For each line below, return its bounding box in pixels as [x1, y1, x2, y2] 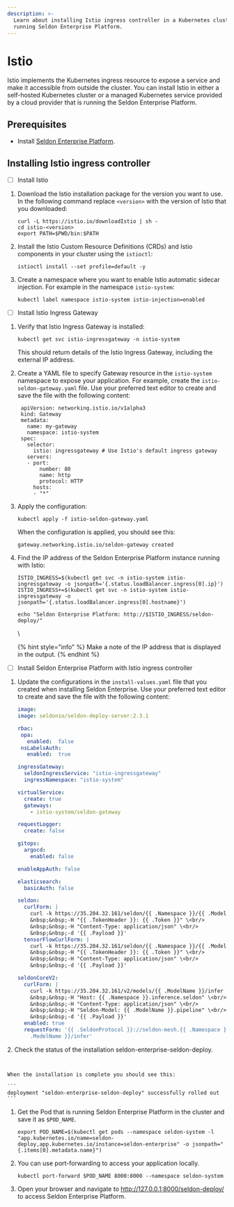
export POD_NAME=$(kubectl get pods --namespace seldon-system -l [17, 1128, 214, 1135]
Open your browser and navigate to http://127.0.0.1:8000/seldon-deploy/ [17, 1185, 224, 1193]
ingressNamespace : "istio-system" [24, 777, 124, 784]
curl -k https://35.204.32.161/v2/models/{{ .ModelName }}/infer [30, 987, 224, 995]
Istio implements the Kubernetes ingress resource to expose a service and [7, 76, 221, 84]
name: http [39, 472, 71, 479]
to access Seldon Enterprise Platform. [17, 1192, 127, 1200]
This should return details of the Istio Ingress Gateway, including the [17, 348, 213, 357]
